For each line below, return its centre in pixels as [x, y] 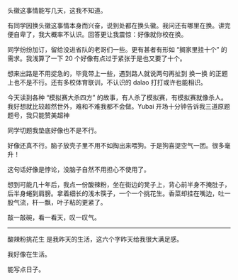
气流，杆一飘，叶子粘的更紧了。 [60, 202]
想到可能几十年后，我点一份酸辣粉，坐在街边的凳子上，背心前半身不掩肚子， [119, 184]
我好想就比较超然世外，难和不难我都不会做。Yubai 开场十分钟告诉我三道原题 [119, 106]
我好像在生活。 [29, 254]
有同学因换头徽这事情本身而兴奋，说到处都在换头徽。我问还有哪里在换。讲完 [119, 26]
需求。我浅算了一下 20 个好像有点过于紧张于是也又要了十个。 [97, 58]
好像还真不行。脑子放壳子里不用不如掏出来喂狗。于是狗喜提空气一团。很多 [116, 145]
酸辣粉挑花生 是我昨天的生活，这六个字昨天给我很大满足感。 [95, 239]
